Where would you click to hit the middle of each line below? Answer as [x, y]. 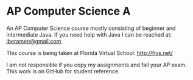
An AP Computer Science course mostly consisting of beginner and [91, 28]
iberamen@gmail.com [34, 41]
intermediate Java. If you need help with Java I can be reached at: [89, 34]
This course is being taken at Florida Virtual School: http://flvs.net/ [90, 53]
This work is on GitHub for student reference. [63, 71]
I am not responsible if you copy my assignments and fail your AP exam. [96, 65]
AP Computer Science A [68, 11]
